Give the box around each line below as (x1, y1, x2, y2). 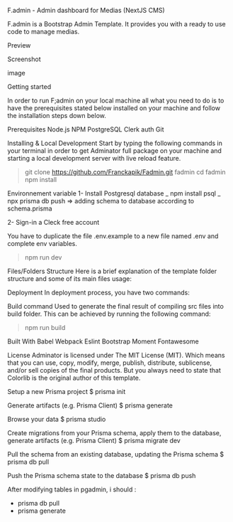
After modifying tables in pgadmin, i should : (7, 485, 137, 494)
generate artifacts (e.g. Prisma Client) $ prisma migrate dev (7, 437, 181, 444)
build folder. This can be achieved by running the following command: (7, 309, 211, 318)
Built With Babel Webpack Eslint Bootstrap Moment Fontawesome (7, 337, 200, 346)
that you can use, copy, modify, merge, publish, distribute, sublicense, (7, 358, 212, 367)
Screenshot (7, 55, 41, 63)
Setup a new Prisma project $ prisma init (7, 388, 126, 395)
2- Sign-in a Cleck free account (7, 218, 100, 226)
